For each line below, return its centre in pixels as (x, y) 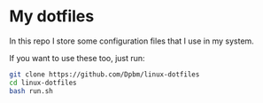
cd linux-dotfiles (43, 83)
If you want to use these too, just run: (77, 58)
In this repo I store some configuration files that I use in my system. (131, 41)
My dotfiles (52, 16)
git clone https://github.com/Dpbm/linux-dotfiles (104, 74)
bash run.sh (31, 91)
